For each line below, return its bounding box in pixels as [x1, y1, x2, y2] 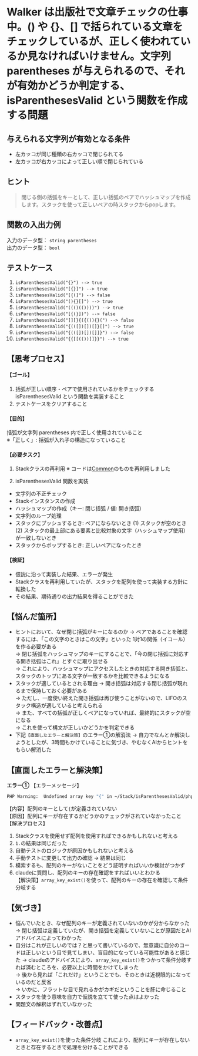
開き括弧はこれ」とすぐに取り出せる [20, 658, 108, 665]
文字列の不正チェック [15, 490, 67, 497]
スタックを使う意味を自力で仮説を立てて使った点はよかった [15, 993, 160, 1000]
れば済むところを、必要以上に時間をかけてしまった [15, 963, 139, 971]
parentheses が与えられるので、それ [6, 64, 185, 78]
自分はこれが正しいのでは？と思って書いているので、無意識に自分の [15, 941, 180, 949]
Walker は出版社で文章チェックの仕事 [6, 5, 189, 19]
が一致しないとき [15, 534, 57, 542]
